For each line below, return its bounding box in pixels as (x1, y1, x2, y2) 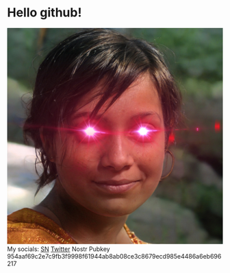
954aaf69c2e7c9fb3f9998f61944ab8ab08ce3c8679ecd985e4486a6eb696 (7, 252, 222, 260)
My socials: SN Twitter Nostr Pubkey (7, 245, 111, 253)
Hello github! (7, 5, 82, 21)
